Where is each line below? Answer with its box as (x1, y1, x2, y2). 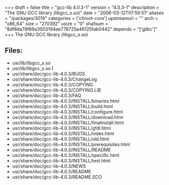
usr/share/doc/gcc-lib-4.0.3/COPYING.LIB (12, 87, 101, 93)
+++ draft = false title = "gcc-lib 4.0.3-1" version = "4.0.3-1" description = (5, 5, 159, 10)
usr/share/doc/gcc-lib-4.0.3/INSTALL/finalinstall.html (12, 120, 124, 126)
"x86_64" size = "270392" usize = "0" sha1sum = (5, 20, 108, 27)
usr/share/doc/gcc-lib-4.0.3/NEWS (12, 163, 86, 169)
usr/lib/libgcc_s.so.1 (12, 65, 54, 71)
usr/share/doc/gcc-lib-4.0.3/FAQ (12, 92, 81, 99)
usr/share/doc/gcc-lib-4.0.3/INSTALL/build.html (12, 103, 113, 109)
